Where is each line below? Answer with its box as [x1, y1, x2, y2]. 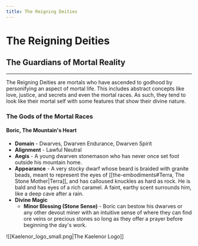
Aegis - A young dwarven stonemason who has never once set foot [14, 152, 180, 159]
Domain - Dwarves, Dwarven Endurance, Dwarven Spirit [14, 140, 152, 147]
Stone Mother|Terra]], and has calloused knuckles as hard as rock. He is [14, 178, 190, 185]
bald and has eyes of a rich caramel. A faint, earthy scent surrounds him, [14, 183, 192, 191]
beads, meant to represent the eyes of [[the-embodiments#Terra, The [14, 171, 184, 178]
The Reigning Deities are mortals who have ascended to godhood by [6, 78, 173, 86]
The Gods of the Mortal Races [6, 112, 93, 120]
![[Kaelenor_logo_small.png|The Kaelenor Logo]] [6, 232, 124, 240]
